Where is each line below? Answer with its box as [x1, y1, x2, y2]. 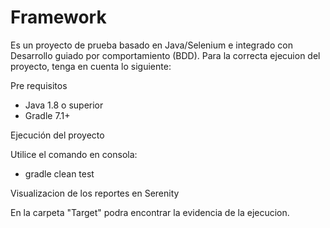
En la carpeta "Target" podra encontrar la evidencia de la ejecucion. [10, 206, 290, 218]
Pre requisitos [10, 79, 68, 91]
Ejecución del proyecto [10, 129, 105, 141]
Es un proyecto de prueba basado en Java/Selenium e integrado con [10, 39, 293, 51]
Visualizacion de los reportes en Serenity [10, 187, 180, 199]
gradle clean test [24, 167, 95, 180]
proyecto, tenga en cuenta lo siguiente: [10, 60, 172, 72]
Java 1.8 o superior [24, 99, 104, 111]
